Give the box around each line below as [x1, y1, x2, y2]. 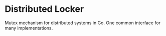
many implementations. [5, 25, 53, 31]
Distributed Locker [5, 3, 84, 15]
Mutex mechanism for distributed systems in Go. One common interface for [5, 20, 161, 26]
